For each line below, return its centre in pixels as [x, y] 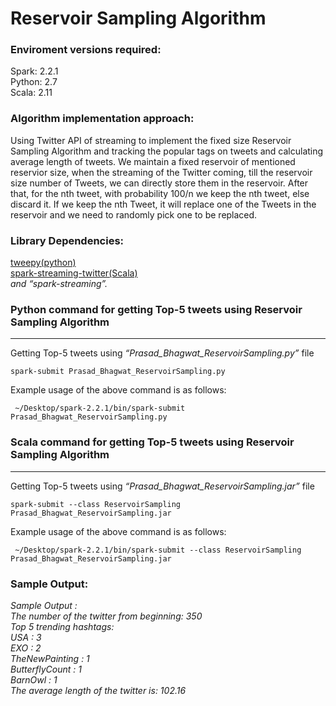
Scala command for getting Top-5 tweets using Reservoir [152, 442]
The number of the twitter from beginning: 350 [106, 616]
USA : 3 [26, 637]
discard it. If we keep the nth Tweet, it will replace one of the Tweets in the [163, 204]
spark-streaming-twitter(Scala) [74, 273]
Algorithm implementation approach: [102, 119]
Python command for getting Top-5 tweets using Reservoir [156, 309]
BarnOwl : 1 [34, 679]
